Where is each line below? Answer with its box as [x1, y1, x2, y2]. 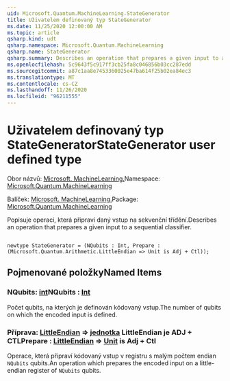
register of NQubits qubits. [27, 366, 101, 374]
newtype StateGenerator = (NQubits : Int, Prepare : [7, 242, 161, 249]
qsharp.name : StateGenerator [7, 49, 90, 56]
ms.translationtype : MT [7, 73, 75, 81]
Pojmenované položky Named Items [7, 267, 162, 279]
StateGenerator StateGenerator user [7, 137, 216, 153]
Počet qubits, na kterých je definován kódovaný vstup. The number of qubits [7, 303, 221, 311]
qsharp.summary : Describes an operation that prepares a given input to [7, 55, 219, 62]
